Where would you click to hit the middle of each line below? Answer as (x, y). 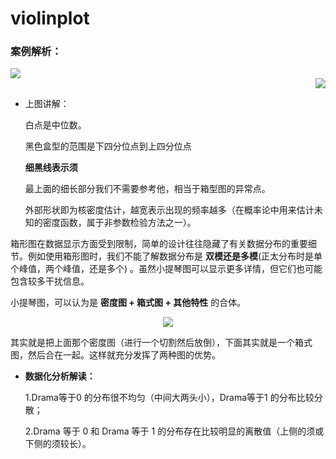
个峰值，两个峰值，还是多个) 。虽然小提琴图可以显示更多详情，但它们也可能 (166, 269)
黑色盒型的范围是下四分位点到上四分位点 (108, 146)
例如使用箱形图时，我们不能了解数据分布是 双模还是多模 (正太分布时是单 (175, 256)
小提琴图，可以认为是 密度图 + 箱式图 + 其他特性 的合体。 (128, 303)
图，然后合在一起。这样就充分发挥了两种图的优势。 (115, 355)
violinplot (50, 18)
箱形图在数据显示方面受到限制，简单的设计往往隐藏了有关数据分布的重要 (159, 244)
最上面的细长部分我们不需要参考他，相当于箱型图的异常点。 (147, 189)
